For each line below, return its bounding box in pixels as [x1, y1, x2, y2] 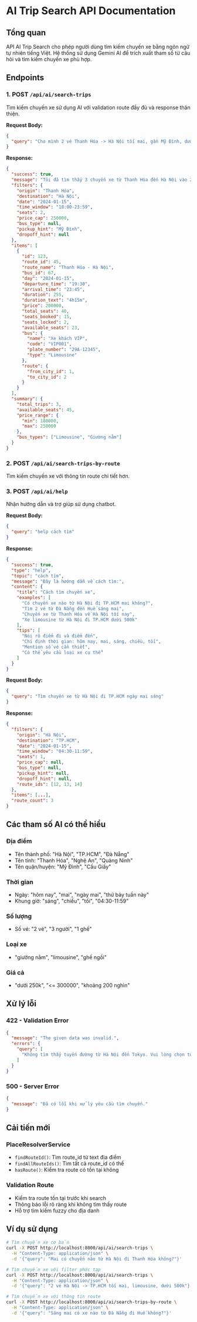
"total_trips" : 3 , [16, 401, 62, 407]
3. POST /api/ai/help [6, 487, 69, 495]
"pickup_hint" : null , [16, 770, 69, 776]
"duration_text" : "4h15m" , [21, 298, 88, 303]
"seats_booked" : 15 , [21, 313, 72, 319]
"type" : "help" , [11, 567, 51, 573]
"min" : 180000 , [21, 418, 59, 424]
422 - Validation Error [6, 1016, 69, 1024]
